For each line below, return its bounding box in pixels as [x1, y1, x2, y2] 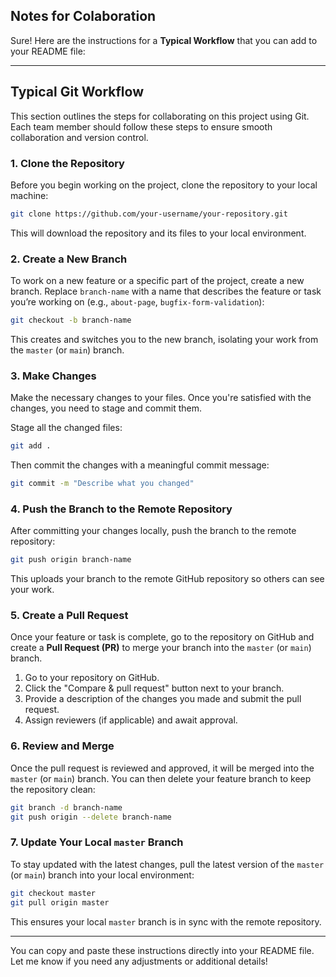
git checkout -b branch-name [10, 315, 132, 326]
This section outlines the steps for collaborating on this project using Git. [10, 110, 310, 122]
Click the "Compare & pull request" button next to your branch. [24, 682, 285, 694]
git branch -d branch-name [10, 802, 123, 813]
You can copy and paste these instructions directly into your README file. [10, 944, 315, 956]
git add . [10, 441, 52, 451]
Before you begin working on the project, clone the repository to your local [10, 179, 318, 191]
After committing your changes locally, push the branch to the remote [10, 525, 297, 537]
